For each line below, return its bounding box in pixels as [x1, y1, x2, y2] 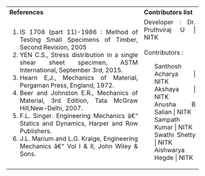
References [9, 8, 44, 16]
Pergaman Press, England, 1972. [20, 81, 115, 90]
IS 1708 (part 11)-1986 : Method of [20, 28, 138, 36]
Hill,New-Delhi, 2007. [20, 104, 84, 112]
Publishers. [20, 127, 52, 135]
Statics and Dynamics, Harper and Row [20, 119, 138, 127]
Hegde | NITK [154, 153, 193, 161]
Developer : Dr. [143, 18, 196, 26]
